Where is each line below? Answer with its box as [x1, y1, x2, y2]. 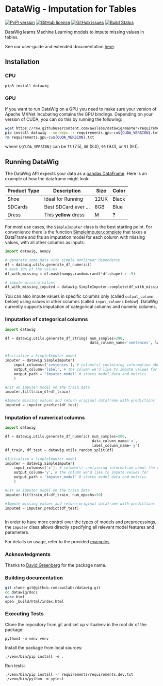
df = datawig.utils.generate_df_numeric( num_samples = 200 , [5, 434, 127, 439]
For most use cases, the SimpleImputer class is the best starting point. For [5, 224, 153, 230]
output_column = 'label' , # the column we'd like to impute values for [14, 367, 158, 372]
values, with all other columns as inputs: [5, 240, 85, 246]
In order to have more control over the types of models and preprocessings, [5, 519, 157, 525]
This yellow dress [44, 211, 85, 218]
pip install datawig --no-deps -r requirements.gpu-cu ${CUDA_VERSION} [5, 130, 151, 135]
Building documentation [5, 574, 63, 581]
